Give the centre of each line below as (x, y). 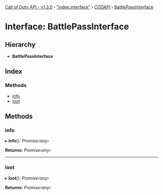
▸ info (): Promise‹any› (27, 141)
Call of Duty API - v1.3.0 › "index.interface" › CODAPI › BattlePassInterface (79, 7)
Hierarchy (20, 44)
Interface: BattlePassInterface (67, 27)
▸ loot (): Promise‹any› (27, 178)
